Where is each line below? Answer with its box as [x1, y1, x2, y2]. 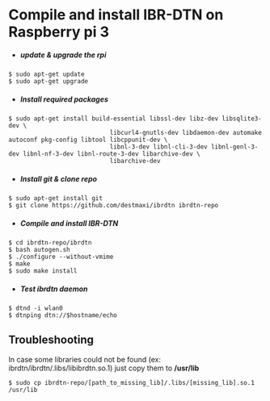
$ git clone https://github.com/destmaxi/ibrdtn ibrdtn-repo [8, 202, 219, 210]
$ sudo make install [8, 267, 78, 275]
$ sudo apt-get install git [8, 194, 103, 203]
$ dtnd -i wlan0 [8, 304, 63, 312]
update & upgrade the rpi [19, 50, 107, 60]
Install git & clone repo [19, 173, 98, 183]
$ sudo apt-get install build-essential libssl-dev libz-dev [8, 115, 219, 123]
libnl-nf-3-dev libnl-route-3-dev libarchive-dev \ [23, 150, 200, 158]
